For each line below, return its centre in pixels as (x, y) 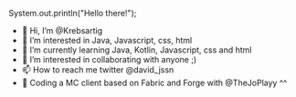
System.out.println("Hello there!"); (73, 13)
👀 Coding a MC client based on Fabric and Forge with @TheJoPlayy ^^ (154, 82)
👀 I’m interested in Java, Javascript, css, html (107, 40)
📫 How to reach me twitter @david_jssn (98, 70)
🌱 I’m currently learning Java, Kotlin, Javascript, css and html (137, 50)
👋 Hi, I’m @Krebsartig (62, 30)
